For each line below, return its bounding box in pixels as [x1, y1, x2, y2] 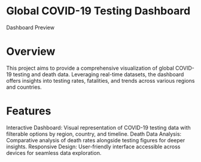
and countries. [6, 83, 42, 91]
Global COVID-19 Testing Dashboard [6, 4, 191, 18]
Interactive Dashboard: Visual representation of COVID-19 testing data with [6, 124, 191, 131]
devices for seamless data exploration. [6, 149, 102, 156]
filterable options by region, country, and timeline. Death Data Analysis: [6, 130, 182, 138]
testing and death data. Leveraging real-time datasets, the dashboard [13, 70, 184, 78]
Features [6, 104, 51, 118]
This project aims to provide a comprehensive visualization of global [6, 64, 175, 71]
